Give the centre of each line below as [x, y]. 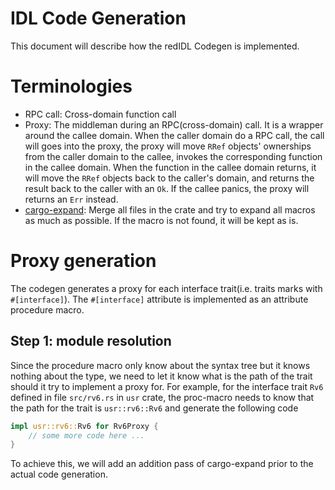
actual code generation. [59, 474]
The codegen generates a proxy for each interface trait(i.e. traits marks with [166, 288]
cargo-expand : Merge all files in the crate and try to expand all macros [170, 209]
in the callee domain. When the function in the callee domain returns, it [170, 167]
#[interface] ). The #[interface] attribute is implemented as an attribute [159, 299]
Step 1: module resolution [91, 341]
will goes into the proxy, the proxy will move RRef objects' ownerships [168, 146]
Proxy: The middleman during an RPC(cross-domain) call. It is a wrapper [174, 124]
